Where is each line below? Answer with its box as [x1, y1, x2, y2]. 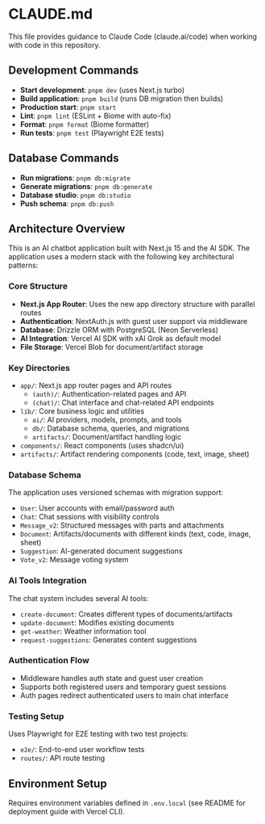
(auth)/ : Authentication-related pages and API [31, 389, 187, 398]
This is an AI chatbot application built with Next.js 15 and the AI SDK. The [8, 243, 251, 253]
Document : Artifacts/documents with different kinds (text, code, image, [19, 529, 251, 539]
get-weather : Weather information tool [19, 626, 147, 636]
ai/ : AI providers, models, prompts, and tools [31, 414, 183, 424]
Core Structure [8, 280, 68, 292]
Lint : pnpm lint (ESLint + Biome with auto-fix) [19, 111, 172, 120]
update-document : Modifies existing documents [19, 617, 175, 627]
